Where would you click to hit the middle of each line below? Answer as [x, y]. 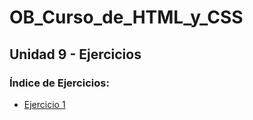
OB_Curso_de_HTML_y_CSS [126, 17]
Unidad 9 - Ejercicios [75, 54]
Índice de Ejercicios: [59, 83]
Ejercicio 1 [44, 104]
